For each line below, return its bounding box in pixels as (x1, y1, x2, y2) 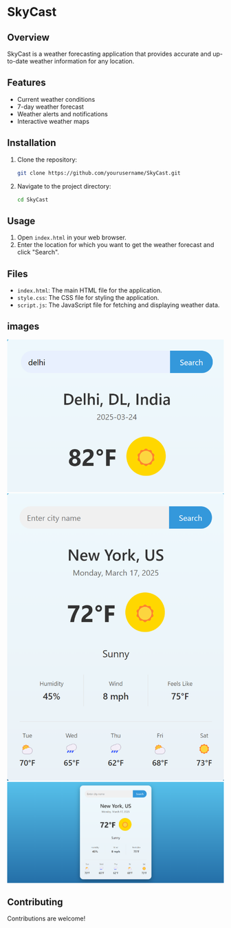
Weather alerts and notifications (16, 109, 108, 118)
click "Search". (16, 248, 60, 257)
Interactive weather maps (16, 117, 89, 125)
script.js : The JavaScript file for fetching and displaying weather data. (16, 301, 220, 309)
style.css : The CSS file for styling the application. (16, 294, 159, 301)
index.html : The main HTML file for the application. (16, 286, 163, 294)
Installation (7, 137, 56, 149)
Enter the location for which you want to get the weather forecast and (16, 241, 214, 249)
